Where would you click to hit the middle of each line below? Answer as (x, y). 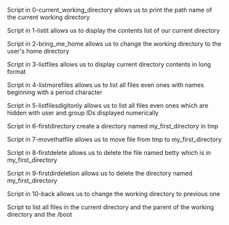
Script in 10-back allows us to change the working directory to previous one (114, 194)
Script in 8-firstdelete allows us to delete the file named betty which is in (109, 153)
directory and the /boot (40, 214)
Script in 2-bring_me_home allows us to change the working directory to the (114, 44)
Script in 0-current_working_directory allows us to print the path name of (110, 10)
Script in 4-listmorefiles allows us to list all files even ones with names (106, 85)
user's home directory (38, 51)
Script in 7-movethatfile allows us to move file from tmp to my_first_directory (114, 139)
